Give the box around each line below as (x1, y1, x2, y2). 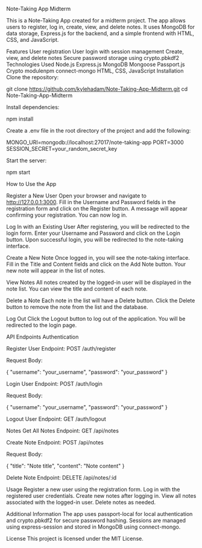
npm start (6, 169, 31, 176)
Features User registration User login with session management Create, (6, 48, 184, 55)
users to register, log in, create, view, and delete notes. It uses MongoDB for (6, 24, 195, 30)
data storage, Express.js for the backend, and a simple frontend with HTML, (6, 30, 195, 37)
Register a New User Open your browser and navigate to (6, 192, 147, 199)
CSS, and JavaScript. (6, 36, 59, 43)
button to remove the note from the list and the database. (6, 303, 148, 311)
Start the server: (6, 157, 47, 164)
